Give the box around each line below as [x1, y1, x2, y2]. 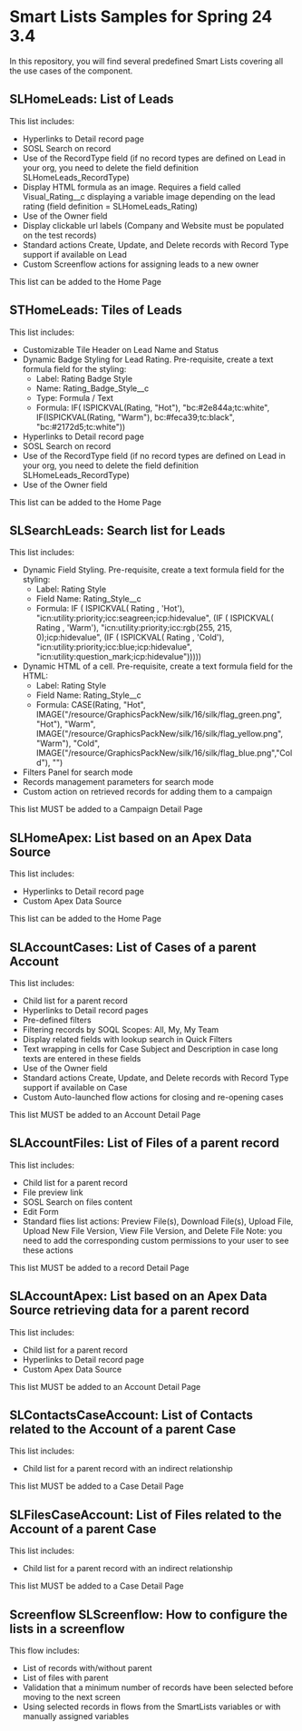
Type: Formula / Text [35, 392, 113, 403]
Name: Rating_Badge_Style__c [35, 383, 150, 394]
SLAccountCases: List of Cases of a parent [9, 939, 257, 954]
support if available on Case [22, 1082, 128, 1092]
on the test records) [22, 230, 97, 240]
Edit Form [22, 1206, 59, 1217]
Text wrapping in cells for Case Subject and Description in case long [22, 1043, 278, 1054]
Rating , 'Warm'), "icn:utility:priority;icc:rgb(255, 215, [35, 622, 233, 633]
